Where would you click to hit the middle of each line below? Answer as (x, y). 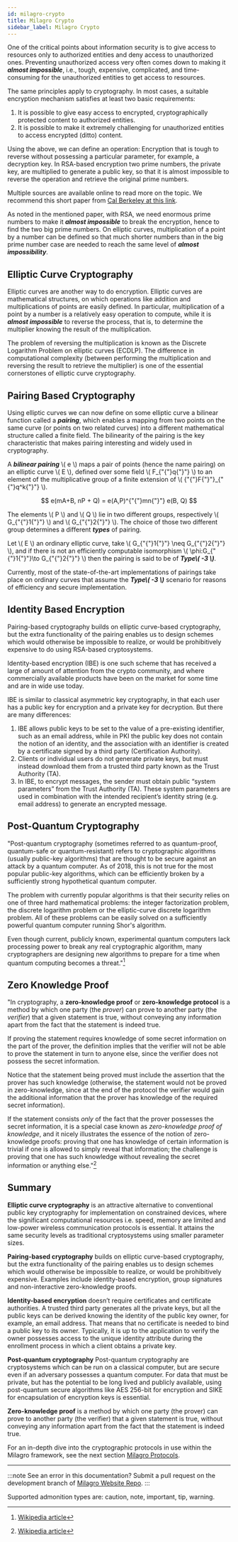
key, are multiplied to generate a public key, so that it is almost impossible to (118, 172)
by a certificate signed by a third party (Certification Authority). (110, 751)
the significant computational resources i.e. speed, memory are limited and (117, 1220)
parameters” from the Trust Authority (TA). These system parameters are (124, 789)
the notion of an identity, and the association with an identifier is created (123, 743)
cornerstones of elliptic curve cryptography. (72, 373)
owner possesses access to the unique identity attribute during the (105, 1338)
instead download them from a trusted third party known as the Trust (118, 766)
